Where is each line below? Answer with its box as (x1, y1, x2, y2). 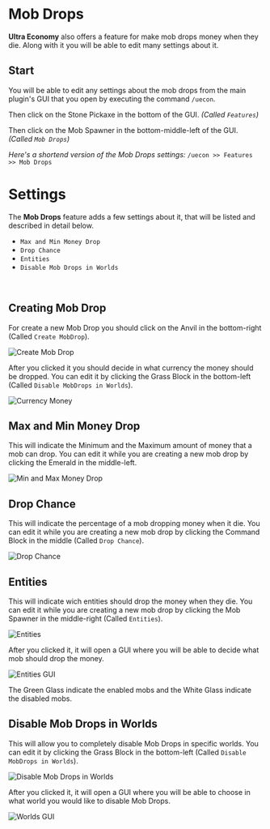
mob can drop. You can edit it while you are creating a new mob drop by (8, 449, 249, 459)
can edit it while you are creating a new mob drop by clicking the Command (8, 528, 260, 537)
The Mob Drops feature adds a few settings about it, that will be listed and (8, 212, 256, 221)
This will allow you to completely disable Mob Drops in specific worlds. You (8, 738, 259, 748)
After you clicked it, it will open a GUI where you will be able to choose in (8, 787, 251, 797)
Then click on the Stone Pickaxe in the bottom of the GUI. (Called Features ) (8, 109, 259, 119)
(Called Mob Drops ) (8, 134, 70, 143)
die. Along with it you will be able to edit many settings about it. (8, 40, 219, 49)
